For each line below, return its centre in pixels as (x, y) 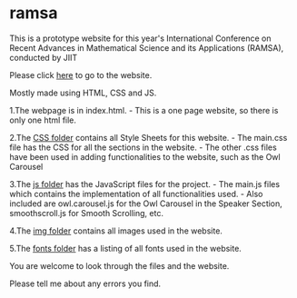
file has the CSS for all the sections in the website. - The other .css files (143, 147)
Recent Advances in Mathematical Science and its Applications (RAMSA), (147, 47)
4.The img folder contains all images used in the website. (116, 231)
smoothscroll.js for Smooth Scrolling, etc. (86, 213)
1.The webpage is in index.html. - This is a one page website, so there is (144, 110)
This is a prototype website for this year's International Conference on (140, 38)
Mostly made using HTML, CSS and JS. (83, 93)
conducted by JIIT (44, 57)
